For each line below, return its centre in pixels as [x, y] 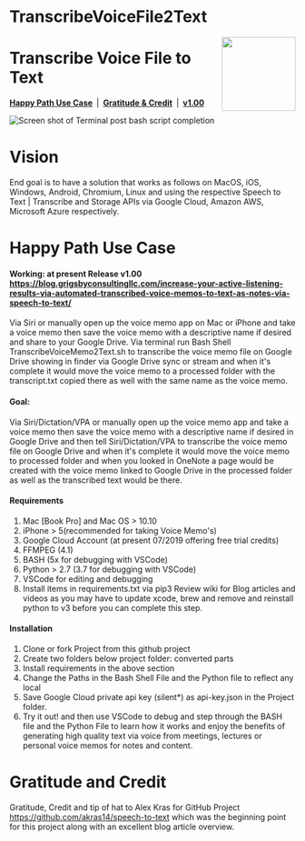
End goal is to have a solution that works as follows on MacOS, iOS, [135, 183]
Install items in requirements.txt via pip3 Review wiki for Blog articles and [159, 588]
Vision [34, 157]
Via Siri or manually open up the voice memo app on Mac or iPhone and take [152, 323]
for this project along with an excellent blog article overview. [122, 826]
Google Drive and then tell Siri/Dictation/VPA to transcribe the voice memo [148, 441]
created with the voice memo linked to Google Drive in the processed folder [151, 470]
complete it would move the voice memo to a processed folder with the [142, 371]
